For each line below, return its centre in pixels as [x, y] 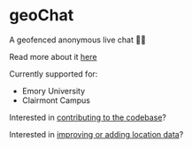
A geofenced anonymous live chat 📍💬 [77, 40]
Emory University [54, 91]
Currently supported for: [54, 74]
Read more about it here [53, 56]
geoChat [42, 15]
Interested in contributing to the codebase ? [88, 117]
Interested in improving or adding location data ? [96, 134]
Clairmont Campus [56, 100]
